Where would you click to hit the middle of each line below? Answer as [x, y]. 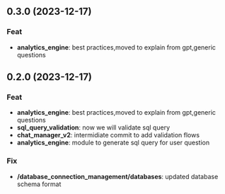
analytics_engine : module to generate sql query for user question [113, 143]
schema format [39, 184]
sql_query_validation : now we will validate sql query [93, 127]
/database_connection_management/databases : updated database [117, 176]
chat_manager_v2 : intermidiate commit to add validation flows [108, 135]
